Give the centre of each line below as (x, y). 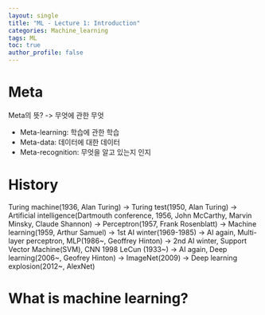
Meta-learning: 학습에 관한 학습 (70, 132)
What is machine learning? (98, 299)
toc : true (25, 45)
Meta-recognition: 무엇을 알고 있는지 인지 (85, 152)
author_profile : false (46, 53)
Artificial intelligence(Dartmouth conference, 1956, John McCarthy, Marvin (130, 215)
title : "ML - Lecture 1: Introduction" (74, 23)
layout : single (33, 16)
